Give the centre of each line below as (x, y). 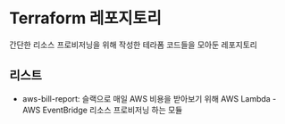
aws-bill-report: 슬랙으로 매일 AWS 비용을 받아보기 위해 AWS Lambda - (149, 98)
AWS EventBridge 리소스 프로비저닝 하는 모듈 (102, 110)
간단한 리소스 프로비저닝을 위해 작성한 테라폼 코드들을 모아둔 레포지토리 (133, 45)
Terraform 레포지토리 (86, 18)
